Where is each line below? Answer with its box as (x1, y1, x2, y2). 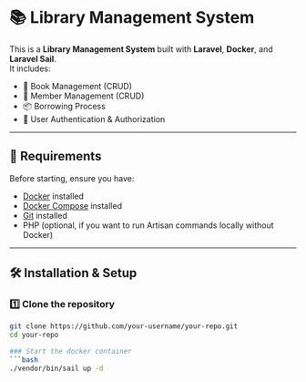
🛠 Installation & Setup (9, 265, 138, 281)
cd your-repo (9, 330, 59, 340)
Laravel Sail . (9, 53, 56, 64)
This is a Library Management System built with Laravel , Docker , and (9, 43, 273, 55)
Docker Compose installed (22, 200, 123, 211)
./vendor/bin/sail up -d (9, 364, 104, 373)
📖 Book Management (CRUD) (22, 80, 133, 91)
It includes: (9, 63, 51, 74)
